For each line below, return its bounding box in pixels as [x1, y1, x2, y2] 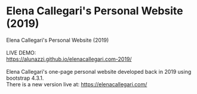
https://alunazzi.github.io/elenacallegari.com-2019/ [6, 55, 133, 62]
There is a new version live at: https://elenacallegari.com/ [6, 80, 147, 87]
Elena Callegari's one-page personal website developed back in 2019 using [6, 68, 192, 75]
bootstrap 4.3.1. [6, 74, 44, 82]
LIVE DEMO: [6, 49, 36, 56]
